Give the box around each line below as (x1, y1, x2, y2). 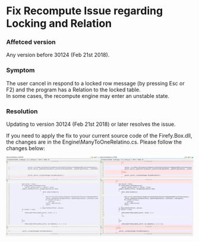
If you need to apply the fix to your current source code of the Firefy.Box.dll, (6, 132, 192, 139)
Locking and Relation (6, 17, 112, 30)
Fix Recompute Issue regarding (6, 4, 163, 18)
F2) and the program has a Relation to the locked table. (6, 86, 141, 93)
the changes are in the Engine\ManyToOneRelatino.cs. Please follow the (6, 138, 182, 146)
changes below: (6, 145, 46, 152)
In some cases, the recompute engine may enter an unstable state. (6, 92, 170, 99)
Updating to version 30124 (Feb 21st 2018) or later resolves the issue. (6, 120, 176, 128)
